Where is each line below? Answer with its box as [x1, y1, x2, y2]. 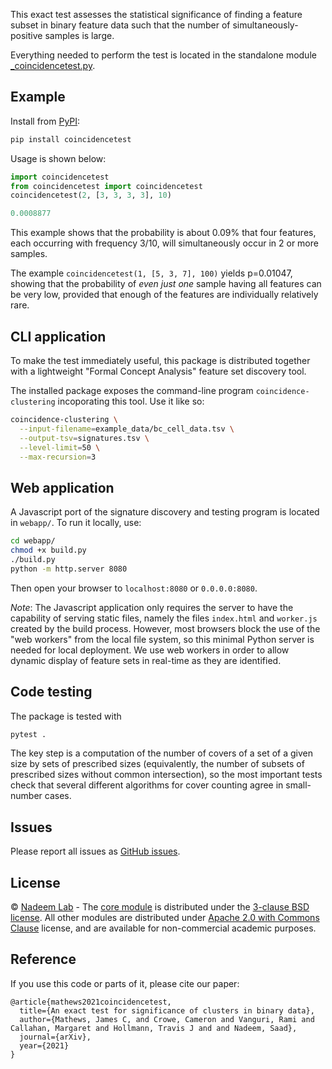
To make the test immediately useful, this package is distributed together [10, 355, 311, 366]
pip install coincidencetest [10, 134, 132, 144]
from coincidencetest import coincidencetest [10, 181, 203, 191]
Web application [10, 479, 115, 496]
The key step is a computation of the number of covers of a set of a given [10, 747, 314, 759]
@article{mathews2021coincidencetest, [10, 997, 172, 1007]
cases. [44, 790, 72, 802]
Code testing [10, 684, 93, 701]
